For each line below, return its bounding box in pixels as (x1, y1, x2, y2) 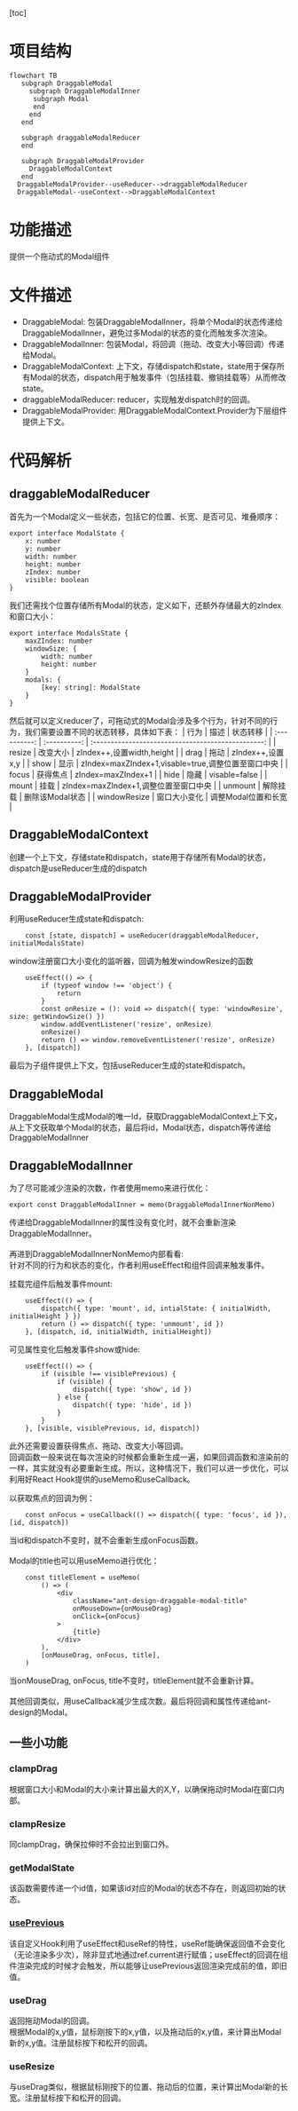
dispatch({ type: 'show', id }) (72, 1385, 192, 1395)
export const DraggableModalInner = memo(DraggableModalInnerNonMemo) (9, 1200, 276, 1210)
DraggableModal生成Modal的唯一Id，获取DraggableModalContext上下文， (9, 1111, 282, 1122)
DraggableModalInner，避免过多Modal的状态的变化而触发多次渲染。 (21, 328, 272, 338)
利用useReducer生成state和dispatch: (9, 913, 145, 924)
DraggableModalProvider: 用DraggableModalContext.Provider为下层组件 (21, 405, 287, 415)
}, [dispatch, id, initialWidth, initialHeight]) (25, 1327, 213, 1337)
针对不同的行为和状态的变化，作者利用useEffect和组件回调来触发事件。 (9, 1260, 270, 1270)
